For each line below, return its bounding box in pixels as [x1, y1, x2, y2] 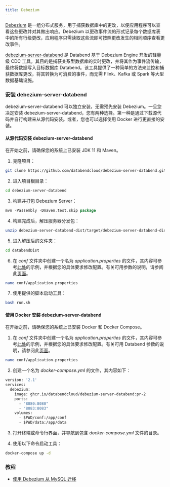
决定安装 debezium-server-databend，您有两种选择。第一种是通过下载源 [5, 109, 157, 116]
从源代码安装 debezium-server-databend [5, 135, 93, 141]
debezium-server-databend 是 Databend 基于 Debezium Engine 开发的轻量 [5, 52, 162, 58]
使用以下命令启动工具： [12, 440, 62, 446]
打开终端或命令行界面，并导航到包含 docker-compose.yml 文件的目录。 [12, 430, 162, 436]
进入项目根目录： [12, 178, 49, 184]
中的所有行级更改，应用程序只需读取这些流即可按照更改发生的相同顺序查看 [5, 34, 160, 41]
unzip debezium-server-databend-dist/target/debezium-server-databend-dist [5, 228, 168, 233]
